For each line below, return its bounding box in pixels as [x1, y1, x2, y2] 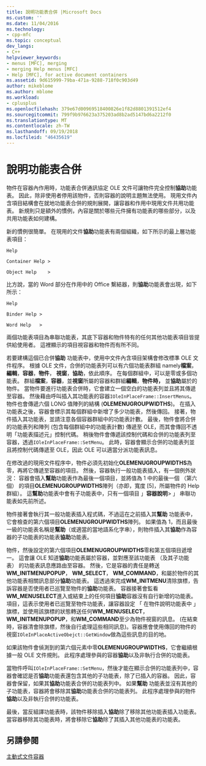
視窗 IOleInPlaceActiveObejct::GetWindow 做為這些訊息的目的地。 [6, 631, 170, 638]
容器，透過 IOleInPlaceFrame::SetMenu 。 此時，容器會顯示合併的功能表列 [6, 438, 189, 446]
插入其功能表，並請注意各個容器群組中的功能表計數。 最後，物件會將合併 [11, 415, 196, 423]
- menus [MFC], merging [6, 60, 67, 66]
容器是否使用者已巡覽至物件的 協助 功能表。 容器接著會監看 [11, 585, 158, 592]
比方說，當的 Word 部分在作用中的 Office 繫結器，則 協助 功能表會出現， [6, 280, 186, 288]
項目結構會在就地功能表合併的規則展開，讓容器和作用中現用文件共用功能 [11, 199, 194, 207]
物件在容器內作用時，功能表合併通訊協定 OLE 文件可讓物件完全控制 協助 [6, 184, 186, 191]
